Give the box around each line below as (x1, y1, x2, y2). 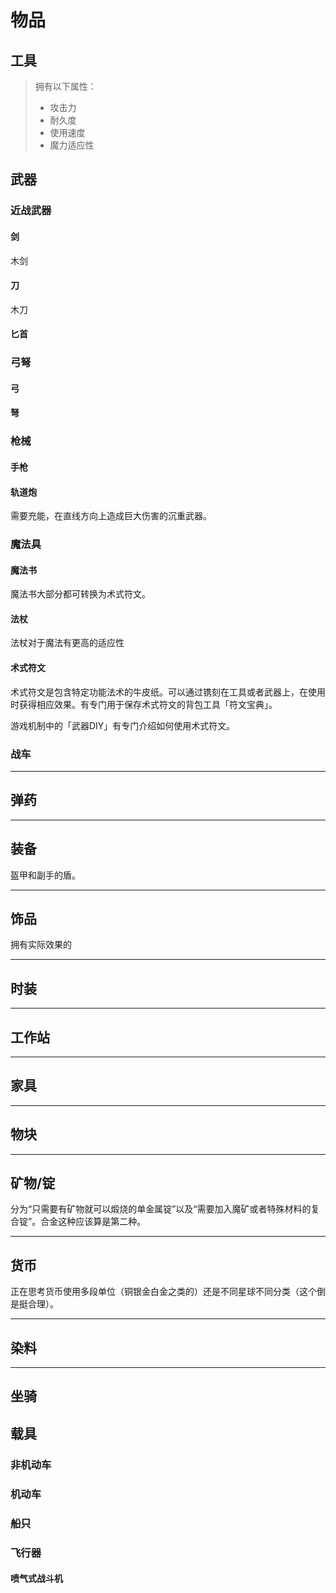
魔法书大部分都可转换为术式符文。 (10, 588, 151, 600)
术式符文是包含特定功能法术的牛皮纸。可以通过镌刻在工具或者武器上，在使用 (10, 686, 326, 698)
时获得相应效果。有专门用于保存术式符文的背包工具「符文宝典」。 (10, 698, 278, 710)
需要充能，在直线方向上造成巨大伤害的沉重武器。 (10, 510, 212, 522)
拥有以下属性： (34, 81, 97, 92)
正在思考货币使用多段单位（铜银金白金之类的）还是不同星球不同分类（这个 (10, 1286, 317, 1298)
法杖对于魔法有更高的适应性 (10, 637, 125, 649)
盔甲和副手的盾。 (10, 869, 81, 881)
